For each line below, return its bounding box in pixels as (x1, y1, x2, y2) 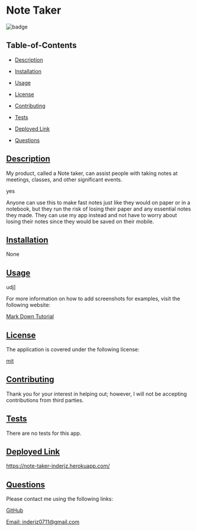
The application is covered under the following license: (6, 346, 140, 353)
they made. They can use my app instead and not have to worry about (6, 211, 177, 218)
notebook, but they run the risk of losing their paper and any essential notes (6, 205, 191, 212)
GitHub (6, 507, 24, 514)
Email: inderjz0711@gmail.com (6, 519, 80, 526)
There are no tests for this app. (6, 430, 82, 437)
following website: (6, 301, 51, 309)
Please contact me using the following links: (6, 495, 114, 503)
